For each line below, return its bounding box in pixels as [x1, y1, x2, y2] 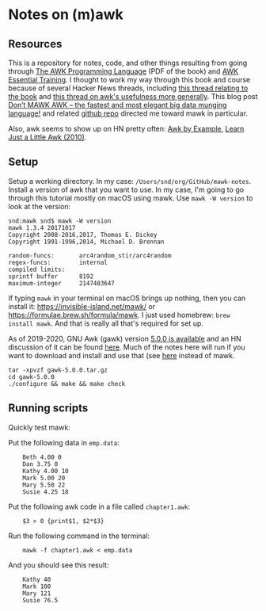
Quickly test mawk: [8, 422, 71, 432]
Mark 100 [22, 582, 51, 590]
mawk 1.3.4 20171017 [8, 223, 77, 231]
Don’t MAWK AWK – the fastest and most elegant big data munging [8, 101, 227, 109]
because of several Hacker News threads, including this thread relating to [8, 83, 249, 93]
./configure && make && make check [8, 380, 126, 388]
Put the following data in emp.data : [8, 437, 120, 447]
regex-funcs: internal [8, 258, 108, 266]
